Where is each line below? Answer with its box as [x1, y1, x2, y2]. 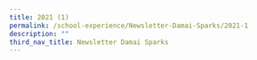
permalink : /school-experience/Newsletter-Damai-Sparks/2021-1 [9, 21, 249, 30]
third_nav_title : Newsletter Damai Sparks [9, 37, 169, 47]
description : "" [9, 29, 69, 38]
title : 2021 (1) [9, 12, 69, 22]
